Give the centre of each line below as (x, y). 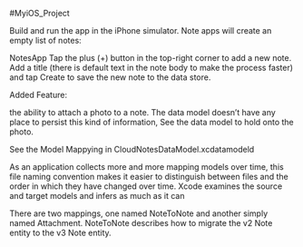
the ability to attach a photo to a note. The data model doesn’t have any (143, 112)
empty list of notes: (45, 40)
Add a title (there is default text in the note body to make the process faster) (151, 68)
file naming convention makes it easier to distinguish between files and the (149, 177)
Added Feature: (39, 95)
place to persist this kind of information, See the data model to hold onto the (151, 122)
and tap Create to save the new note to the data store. (110, 77)
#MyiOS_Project (39, 13)
